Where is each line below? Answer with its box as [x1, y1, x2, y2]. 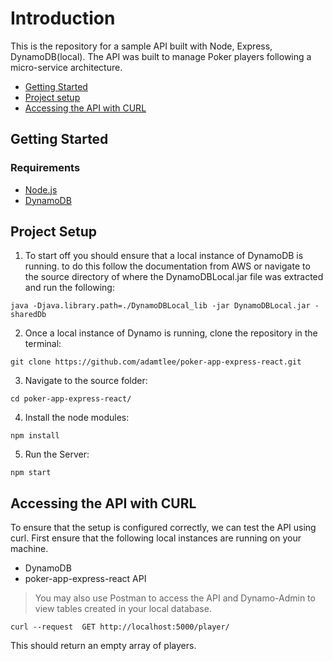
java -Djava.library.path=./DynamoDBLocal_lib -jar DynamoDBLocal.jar [10, 301, 311, 311]
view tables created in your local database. [34, 603, 212, 615]
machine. [10, 543, 49, 555]
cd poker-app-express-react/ [10, 394, 132, 404]
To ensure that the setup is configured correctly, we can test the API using [10, 522, 317, 534]
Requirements [10, 161, 81, 175]
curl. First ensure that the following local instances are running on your [10, 532, 302, 544]
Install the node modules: [24, 412, 130, 424]
